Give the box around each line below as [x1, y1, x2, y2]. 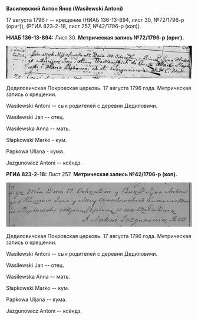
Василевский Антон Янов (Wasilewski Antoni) [6, 5, 123, 12]
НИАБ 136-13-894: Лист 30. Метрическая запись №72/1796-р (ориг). [6, 34, 184, 41]
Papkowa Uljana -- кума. [6, 296, 67, 303]
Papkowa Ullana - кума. [6, 147, 65, 155]
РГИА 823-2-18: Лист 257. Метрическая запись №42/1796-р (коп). [6, 170, 178, 177]
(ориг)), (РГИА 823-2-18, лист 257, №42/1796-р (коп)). [6, 23, 141, 29]
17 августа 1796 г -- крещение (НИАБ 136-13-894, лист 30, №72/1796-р [6, 17, 184, 23]
